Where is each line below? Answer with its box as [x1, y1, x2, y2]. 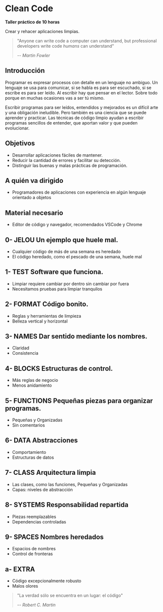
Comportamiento [12, 449, 46, 455]
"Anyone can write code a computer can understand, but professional [17, 37, 157, 44]
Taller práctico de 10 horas [5, 19, 60, 25]
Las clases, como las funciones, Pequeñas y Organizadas [12, 481, 128, 487]
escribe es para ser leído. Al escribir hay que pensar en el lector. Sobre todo [5, 90, 158, 95]
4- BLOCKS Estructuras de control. [5, 364, 113, 373]
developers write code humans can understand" [17, 43, 114, 49]
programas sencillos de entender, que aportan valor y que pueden [5, 120, 138, 126]
